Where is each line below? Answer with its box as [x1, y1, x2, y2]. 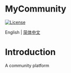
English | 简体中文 [5, 29, 41, 35]
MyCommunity [5, 3, 67, 15]
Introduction [5, 47, 56, 58]
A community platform [5, 62, 50, 68]
